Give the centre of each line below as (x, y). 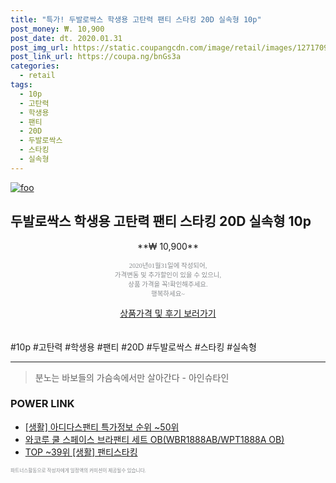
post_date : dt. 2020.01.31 (66, 38)
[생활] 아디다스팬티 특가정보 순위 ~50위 (102, 427)
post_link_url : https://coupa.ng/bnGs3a (96, 57)
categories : (35, 66)
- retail (37, 76)
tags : (21, 85)
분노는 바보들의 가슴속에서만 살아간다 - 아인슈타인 (132, 377)
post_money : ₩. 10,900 (57, 29)
